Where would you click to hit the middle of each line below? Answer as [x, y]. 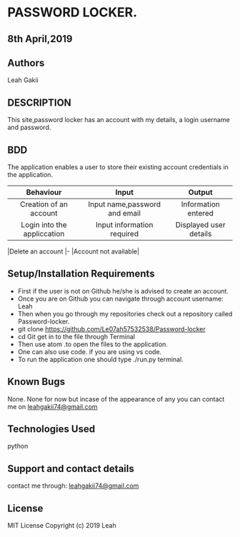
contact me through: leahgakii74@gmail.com [73, 486]
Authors [26, 62]
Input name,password [125, 204]
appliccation [44, 234]
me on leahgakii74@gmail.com [52, 406]
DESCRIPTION [39, 102]
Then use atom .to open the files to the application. [92, 344]
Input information [124, 225]
